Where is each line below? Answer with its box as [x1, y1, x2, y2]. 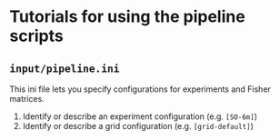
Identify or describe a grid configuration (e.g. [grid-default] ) [22, 121, 255, 131]
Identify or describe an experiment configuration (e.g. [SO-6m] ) [22, 111, 257, 122]
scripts [9, 25, 64, 46]
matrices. [9, 94, 45, 104]
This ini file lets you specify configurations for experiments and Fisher [9, 84, 271, 95]
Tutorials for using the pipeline [9, 6, 245, 27]
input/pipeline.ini [9, 62, 120, 75]
